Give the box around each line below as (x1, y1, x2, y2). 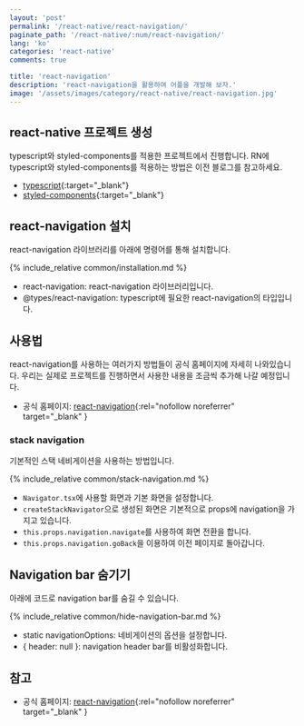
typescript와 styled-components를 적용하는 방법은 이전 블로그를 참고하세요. (9, 162, 283, 173)
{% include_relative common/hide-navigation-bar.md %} (9, 611, 221, 622)
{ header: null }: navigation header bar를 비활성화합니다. (22, 641, 229, 652)
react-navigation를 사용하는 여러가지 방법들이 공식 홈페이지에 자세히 (9, 359, 253, 370)
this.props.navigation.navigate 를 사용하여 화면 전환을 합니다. (22, 526, 251, 537)
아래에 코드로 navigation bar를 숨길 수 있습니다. (9, 592, 180, 604)
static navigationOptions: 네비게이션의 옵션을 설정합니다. (22, 630, 228, 641)
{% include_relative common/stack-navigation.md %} (9, 473, 210, 484)
